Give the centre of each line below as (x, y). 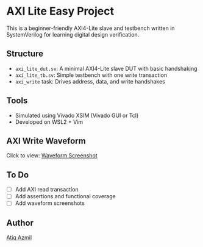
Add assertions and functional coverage (65, 196)
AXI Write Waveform (46, 141)
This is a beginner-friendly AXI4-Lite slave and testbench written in (91, 28)
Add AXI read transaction (47, 190)
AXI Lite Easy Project (60, 11)
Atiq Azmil (19, 238)
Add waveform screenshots (50, 203)
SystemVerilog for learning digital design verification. (73, 34)
